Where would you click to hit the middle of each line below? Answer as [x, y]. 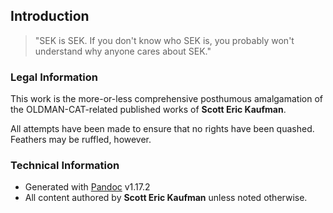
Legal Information [54, 77]
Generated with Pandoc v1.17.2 [87, 187]
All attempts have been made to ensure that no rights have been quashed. [162, 129]
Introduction [50, 16]
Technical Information [65, 166]
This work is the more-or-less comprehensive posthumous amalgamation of [167, 99]
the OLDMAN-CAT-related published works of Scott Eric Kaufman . [148, 110]
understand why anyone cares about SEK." [123, 51]
